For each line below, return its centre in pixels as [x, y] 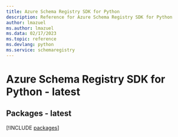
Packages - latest [39, 114]
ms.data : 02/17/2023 [32, 34]
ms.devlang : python [30, 45]
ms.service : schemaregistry [41, 50]
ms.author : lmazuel [30, 28]
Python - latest [43, 92]
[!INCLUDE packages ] [33, 128]
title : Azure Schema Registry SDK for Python [63, 12]
